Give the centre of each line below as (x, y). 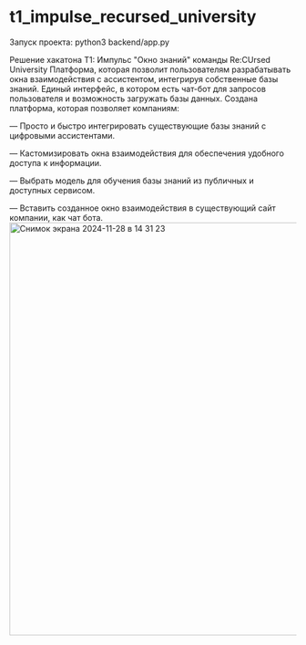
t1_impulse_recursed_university (133, 17)
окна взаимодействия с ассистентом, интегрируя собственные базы (144, 78)
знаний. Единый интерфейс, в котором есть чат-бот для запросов (138, 88)
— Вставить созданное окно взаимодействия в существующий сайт (143, 208)
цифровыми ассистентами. (62, 135)
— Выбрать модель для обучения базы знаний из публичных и (132, 181)
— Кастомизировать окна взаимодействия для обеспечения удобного (147, 153)
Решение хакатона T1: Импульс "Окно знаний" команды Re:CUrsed (140, 59)
